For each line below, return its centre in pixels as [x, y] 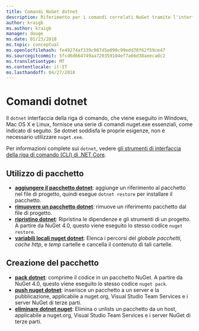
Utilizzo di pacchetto [45, 174]
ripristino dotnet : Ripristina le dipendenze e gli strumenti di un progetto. [103, 219]
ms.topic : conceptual [33, 45]
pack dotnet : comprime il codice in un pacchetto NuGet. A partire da [99, 277]
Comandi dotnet [47, 102]
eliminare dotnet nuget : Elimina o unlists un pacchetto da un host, [96, 308]
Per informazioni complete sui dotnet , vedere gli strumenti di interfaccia [94, 148]
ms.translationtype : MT [36, 61]
